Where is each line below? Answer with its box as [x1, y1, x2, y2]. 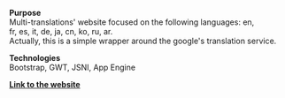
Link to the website [9, 79, 81, 89]
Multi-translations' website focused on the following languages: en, [9, 17, 255, 27]
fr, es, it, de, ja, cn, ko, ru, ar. [9, 26, 113, 36]
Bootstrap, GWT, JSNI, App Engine [9, 62, 135, 72]
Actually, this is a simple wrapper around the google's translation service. [9, 35, 277, 46]
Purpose [9, 8, 42, 18]
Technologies [9, 53, 61, 63]
